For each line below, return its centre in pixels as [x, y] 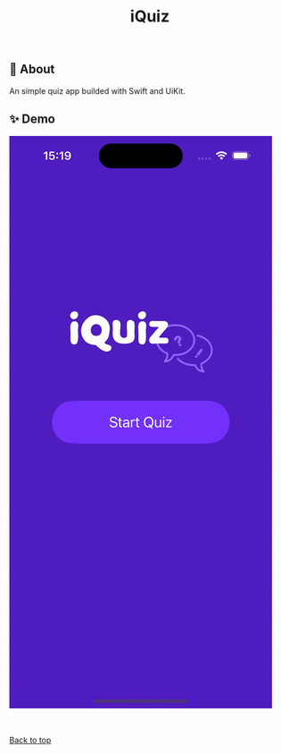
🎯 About [32, 69]
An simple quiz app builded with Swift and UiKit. [97, 90]
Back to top [30, 740]
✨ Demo [32, 119]
